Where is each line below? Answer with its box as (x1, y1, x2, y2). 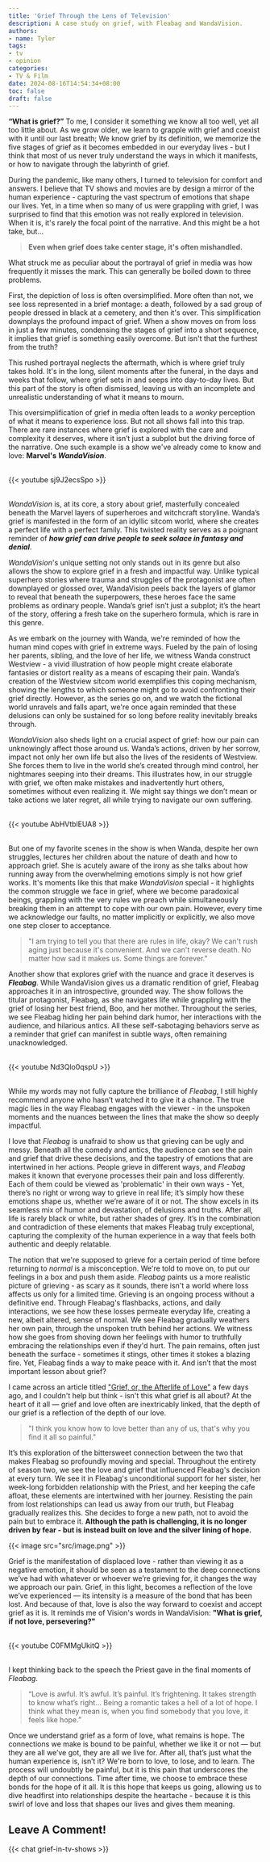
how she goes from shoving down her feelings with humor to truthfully (8, 1332, 242, 1342)
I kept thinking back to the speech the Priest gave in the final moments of (8, 1665, 251, 1675)
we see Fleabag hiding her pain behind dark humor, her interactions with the (8, 1012, 262, 1022)
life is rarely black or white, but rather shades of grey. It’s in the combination (8, 1213, 260, 1224)
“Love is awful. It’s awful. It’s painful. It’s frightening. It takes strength (27, 1689, 256, 1699)
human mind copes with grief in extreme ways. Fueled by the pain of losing (8, 642, 258, 652)
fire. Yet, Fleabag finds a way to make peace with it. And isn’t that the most (8, 1358, 257, 1368)
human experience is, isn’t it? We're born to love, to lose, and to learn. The (8, 1756, 255, 1766)
